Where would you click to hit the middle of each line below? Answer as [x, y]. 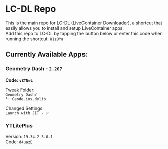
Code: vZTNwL [19, 80]
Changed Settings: [24, 108]
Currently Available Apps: [47, 55]
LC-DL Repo [31, 9]
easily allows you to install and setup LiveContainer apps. [65, 28]
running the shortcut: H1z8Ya [34, 39]
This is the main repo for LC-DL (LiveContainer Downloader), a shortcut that [84, 23]
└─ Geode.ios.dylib [26, 99]
